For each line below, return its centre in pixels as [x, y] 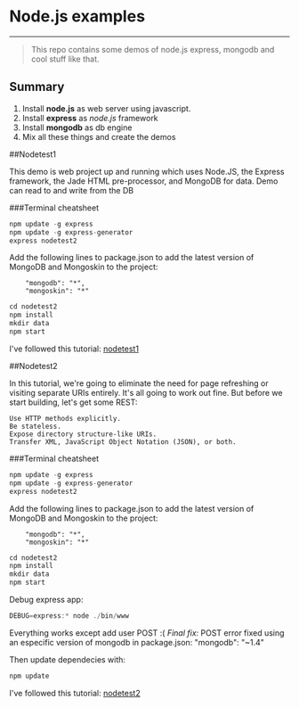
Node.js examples [77, 16]
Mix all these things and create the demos [99, 136]
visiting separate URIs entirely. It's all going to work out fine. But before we [146, 392]
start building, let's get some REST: [73, 402]
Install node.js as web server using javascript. [106, 108]
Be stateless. [36, 426]
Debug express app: [46, 600]
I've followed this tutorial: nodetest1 [74, 349]
